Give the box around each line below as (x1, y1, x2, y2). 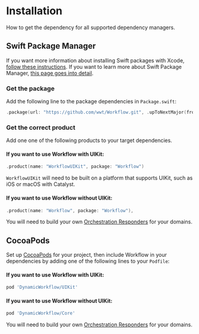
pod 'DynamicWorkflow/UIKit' (6, 284, 78, 291)
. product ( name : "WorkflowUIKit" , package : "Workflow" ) (6, 163, 145, 170)
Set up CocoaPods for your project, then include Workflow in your (6, 251, 167, 259)
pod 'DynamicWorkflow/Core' (6, 310, 76, 316)
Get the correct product (6, 123, 76, 131)
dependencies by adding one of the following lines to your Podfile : (6, 257, 170, 265)
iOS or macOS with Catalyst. (6, 181, 75, 188)
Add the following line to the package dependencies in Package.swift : (6, 98, 176, 105)
